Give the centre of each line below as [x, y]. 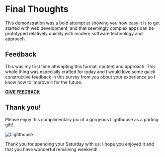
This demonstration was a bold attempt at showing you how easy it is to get [82, 23]
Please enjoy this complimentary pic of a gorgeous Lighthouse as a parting [82, 119]
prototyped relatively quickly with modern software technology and [74, 33]
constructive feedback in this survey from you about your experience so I [80, 77]
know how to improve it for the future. [44, 82]
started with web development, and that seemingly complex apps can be [80, 28]
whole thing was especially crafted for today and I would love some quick [80, 72]
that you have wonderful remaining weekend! [51, 149]
